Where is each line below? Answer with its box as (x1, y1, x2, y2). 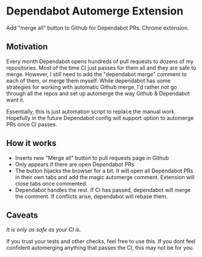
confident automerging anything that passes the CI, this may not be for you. (6, 244, 194, 252)
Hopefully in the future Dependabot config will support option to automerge (6, 114, 194, 121)
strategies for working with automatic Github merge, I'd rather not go (6, 83, 177, 90)
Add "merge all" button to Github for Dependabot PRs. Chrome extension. (6, 24, 189, 31)
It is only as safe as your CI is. (6, 226, 81, 233)
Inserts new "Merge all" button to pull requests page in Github (14, 154, 169, 161)
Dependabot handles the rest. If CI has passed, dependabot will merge (14, 186, 191, 194)
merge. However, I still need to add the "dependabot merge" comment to (6, 71, 187, 78)
